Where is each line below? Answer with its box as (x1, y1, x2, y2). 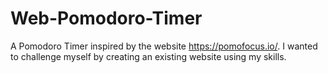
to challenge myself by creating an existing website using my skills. (10, 50, 287, 62)
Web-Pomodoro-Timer (10, 7, 203, 30)
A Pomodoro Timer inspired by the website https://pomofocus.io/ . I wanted (10, 40, 318, 52)
